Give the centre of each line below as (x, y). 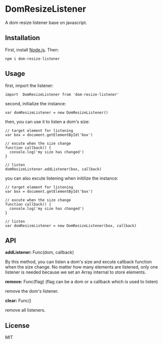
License (17, 326)
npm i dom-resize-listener (33, 59)
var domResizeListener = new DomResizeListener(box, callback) (71, 226)
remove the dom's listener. (32, 291)
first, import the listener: (29, 85)
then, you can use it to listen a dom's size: (47, 121)
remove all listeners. (25, 310)
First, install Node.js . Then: (32, 49)
